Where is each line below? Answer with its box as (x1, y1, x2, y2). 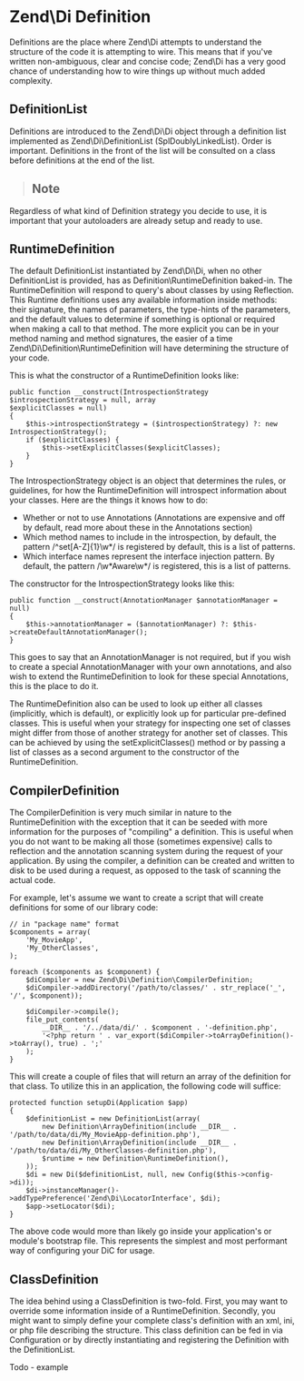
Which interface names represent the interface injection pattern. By (22, 551, 275, 562)
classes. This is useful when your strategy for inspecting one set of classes (9, 717, 291, 729)
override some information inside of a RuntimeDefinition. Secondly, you (9, 1305, 276, 1316)
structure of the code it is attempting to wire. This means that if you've (9, 46, 273, 56)
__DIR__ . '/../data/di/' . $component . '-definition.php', (42, 1023, 279, 1032)
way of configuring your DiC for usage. (9, 1245, 155, 1256)
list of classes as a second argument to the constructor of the (9, 746, 240, 757)
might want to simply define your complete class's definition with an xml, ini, (9, 1315, 295, 1325)
